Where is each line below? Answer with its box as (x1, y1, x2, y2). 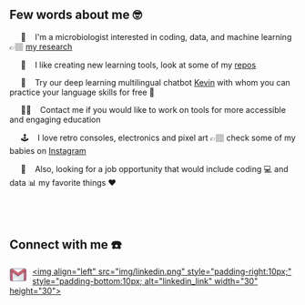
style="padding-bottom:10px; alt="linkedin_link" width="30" (32, 275, 259, 286)
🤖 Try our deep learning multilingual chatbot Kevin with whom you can (20, 76, 291, 87)
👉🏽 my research (9, 41, 73, 52)
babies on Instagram (9, 145, 86, 156)
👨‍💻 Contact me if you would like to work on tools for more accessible (20, 104, 287, 115)
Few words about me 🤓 (9, 7, 143, 23)
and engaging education (9, 114, 101, 125)
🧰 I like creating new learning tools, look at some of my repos (20, 59, 257, 70)
